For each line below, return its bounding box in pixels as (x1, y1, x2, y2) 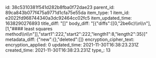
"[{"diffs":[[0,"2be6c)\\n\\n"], (91, 20, 151, 26)
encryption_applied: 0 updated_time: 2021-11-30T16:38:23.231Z (5, 42, 139, 47)
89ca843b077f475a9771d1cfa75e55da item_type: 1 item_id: (5, 10, 130, 16)
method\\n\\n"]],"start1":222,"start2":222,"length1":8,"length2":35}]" (5, 31, 148, 37)
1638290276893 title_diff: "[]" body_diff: (5, 20, 90, 26)
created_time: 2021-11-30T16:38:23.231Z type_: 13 (5, 47, 111, 53)
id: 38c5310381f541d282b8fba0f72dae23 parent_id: (5, 5, 115, 10)
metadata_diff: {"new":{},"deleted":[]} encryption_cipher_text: (5, 36, 135, 42)
